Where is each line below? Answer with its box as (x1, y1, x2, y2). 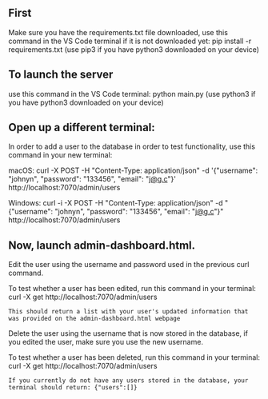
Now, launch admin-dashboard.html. (8, 238, 196, 252)
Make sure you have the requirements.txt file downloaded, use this (8, 27, 228, 37)
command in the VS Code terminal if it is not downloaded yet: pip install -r (8, 36, 252, 46)
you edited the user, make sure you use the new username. (8, 337, 204, 347)
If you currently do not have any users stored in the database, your (8, 377, 249, 385)
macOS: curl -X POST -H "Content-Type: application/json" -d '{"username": (8, 166, 258, 175)
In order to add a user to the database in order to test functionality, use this (8, 142, 256, 151)
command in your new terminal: (8, 150, 113, 160)
